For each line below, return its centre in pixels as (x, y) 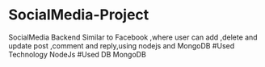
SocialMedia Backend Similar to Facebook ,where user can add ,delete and (133, 37)
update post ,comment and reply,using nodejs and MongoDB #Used (122, 45)
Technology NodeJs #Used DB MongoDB (78, 54)
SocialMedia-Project (79, 15)
